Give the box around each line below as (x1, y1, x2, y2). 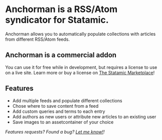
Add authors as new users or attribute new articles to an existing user (12, 113, 156, 119)
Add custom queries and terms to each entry (12, 108, 105, 114)
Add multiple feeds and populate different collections (12, 97, 122, 104)
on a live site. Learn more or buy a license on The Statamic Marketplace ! (5, 69, 155, 76)
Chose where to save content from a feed (12, 103, 99, 109)
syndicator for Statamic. (5, 14, 109, 26)
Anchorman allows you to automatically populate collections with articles (5, 31, 156, 37)
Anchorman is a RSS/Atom (5, 4, 118, 15)
